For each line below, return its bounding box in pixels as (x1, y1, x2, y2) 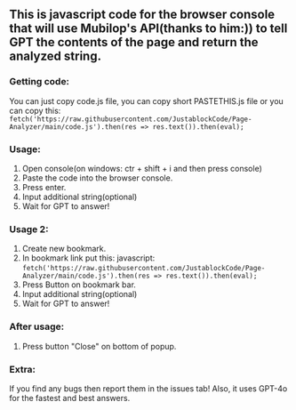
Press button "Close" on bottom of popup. (21, 341, 177, 351)
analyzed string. (9, 49, 102, 64)
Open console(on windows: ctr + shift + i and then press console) (21, 163, 262, 173)
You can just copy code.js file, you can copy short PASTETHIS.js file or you (9, 95, 284, 106)
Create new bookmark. (21, 244, 107, 254)
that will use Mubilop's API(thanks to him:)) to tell (9, 21, 288, 36)
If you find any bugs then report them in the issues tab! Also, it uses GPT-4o (9, 382, 288, 394)
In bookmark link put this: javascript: (21, 253, 156, 263)
